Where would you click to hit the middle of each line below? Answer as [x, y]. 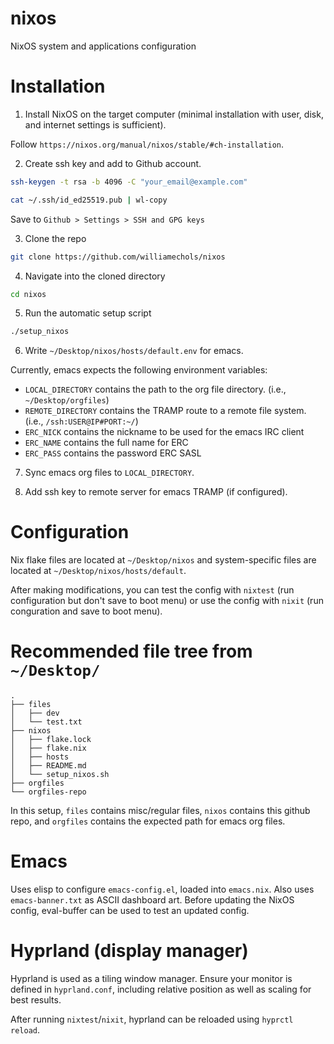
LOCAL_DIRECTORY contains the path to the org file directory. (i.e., [155, 389]
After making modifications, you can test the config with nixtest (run [152, 590]
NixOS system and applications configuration [103, 46]
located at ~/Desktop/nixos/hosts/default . [98, 571]
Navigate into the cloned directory [95, 276]
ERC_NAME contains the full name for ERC [106, 443]
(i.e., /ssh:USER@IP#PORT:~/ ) [81, 421]
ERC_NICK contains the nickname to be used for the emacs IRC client [164, 432]
